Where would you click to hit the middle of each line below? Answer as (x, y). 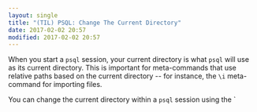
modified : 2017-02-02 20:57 (54, 37)
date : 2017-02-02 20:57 (47, 30)
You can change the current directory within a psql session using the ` (122, 99)
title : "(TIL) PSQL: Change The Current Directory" (95, 23)
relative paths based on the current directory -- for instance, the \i (117, 76)
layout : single (33, 15)
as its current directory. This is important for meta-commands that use (122, 68)
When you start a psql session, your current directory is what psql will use (129, 60)
